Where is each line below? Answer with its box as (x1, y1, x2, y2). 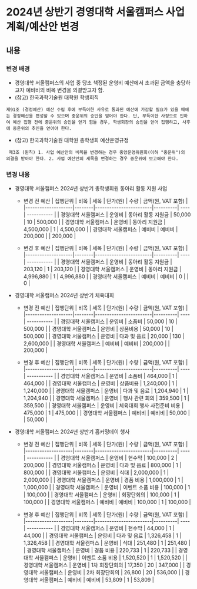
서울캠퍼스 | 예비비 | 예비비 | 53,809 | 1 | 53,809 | (39, 576, 154, 584)
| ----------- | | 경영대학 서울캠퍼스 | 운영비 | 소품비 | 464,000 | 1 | (23, 373, 178, 380)
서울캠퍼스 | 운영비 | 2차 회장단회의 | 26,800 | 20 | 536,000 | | (39, 569, 184, 576)
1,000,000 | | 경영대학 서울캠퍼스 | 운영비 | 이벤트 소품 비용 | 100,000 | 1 (23, 484, 190, 491)
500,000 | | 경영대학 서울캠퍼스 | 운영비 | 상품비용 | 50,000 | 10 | (23, 325, 173, 333)
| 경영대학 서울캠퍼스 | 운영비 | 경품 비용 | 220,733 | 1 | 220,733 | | (23, 547, 178, 554)
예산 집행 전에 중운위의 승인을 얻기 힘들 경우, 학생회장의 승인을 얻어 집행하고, (12, 119, 181, 125)
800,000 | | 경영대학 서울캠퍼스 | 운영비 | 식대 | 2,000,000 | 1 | (23, 469, 169, 476)
